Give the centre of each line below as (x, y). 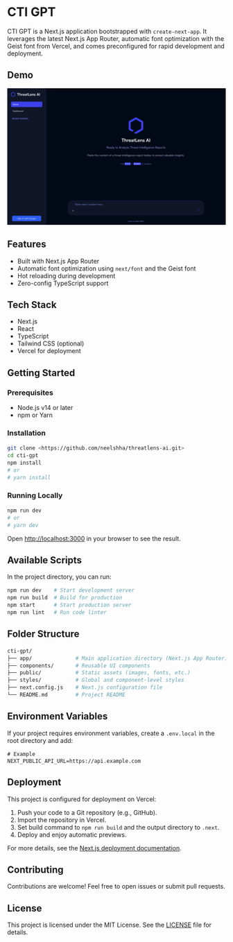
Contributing (35, 870)
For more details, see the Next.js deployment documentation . (94, 848)
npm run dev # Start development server (71, 590)
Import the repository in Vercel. (62, 820)
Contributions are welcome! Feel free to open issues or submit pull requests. (116, 887)
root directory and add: (40, 740)
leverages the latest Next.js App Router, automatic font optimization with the (116, 38)
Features (27, 245)
